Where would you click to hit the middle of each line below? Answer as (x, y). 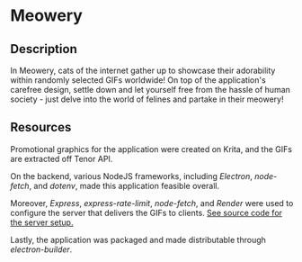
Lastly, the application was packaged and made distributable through (138, 239)
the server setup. (42, 222)
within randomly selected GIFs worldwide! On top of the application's (138, 80)
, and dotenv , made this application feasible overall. (124, 185)
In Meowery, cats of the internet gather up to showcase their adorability (143, 70)
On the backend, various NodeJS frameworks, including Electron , (131, 176)
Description (44, 49)
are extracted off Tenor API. (62, 158)
